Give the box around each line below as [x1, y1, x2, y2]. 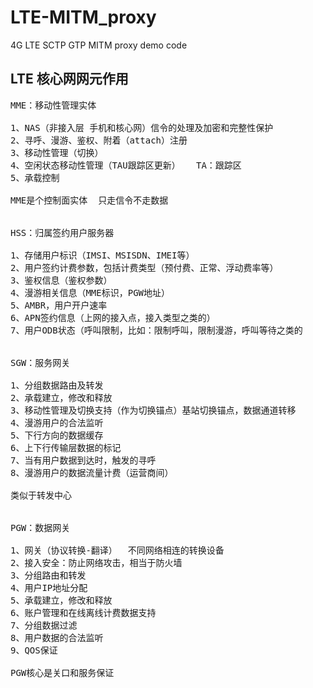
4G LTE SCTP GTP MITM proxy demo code [10, 39, 188, 51]
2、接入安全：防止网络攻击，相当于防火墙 [10, 557, 183, 568]
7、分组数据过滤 [10, 619, 78, 631]
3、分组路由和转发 [10, 569, 87, 581]
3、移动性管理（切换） [10, 147, 104, 158]
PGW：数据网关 [10, 522, 71, 533]
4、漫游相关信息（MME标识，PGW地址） [10, 287, 171, 298]
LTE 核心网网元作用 [10, 71, 129, 88]
